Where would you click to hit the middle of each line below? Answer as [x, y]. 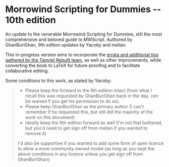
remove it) [36, 133]
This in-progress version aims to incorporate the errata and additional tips [82, 55]
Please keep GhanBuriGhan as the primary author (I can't [84, 106]
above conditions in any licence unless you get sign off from [80, 154]
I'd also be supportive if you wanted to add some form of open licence [91, 143]
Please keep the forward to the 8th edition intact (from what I [89, 90]
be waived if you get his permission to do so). [72, 101]
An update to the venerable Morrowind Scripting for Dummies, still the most [84, 34]
